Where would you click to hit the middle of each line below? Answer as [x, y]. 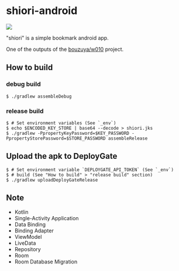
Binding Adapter [34, 230]
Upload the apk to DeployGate [62, 156]
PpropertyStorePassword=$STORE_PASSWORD [56, 138]
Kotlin [21, 212]
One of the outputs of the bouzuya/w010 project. [65, 49]
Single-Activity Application [47, 218]
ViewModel [28, 237]
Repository [27, 249]
